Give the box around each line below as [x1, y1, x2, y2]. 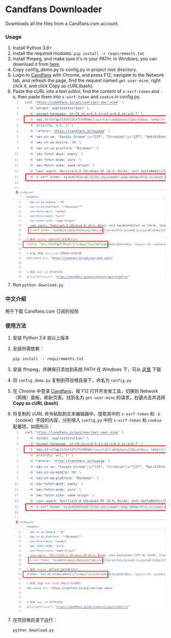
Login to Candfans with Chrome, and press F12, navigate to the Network [12, 72, 164, 78]
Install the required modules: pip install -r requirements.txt [12, 50, 145, 57]
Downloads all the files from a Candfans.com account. [5, 20, 119, 27]
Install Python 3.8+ [12, 45, 52, 51]
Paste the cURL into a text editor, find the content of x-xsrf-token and [12, 88, 159, 94]
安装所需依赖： [12, 346, 44, 352]
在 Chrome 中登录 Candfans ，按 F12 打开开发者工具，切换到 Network [12, 388, 158, 394]
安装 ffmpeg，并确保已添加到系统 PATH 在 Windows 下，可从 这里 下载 [12, 366, 161, 372]
